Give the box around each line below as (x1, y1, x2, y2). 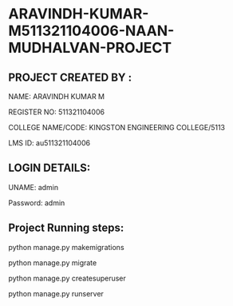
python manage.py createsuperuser (8, 273, 126, 283)
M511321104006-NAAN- (8, 22, 175, 40)
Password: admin (8, 197, 65, 208)
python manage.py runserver (8, 288, 104, 298)
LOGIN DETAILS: (8, 161, 91, 175)
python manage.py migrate (8, 257, 97, 268)
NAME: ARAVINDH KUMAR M (8, 92, 105, 101)
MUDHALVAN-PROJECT (8, 39, 172, 57)
